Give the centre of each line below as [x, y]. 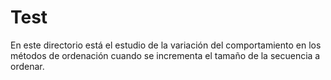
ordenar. [27, 66]
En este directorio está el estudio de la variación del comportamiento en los [166, 45]
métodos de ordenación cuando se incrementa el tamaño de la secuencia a [165, 55]
